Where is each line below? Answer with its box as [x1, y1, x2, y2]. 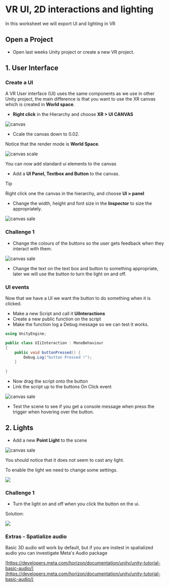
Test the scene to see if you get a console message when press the [12, 404, 155, 410]
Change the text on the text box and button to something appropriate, [12, 265, 159, 271]
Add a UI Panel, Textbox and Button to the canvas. [12, 171, 120, 177]
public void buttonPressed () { [14, 350, 81, 355]
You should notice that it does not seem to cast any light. [5, 457, 125, 463]
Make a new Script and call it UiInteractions [12, 311, 105, 317]
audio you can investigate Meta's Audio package [5, 550, 108, 556]
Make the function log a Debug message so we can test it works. [12, 321, 149, 327]
